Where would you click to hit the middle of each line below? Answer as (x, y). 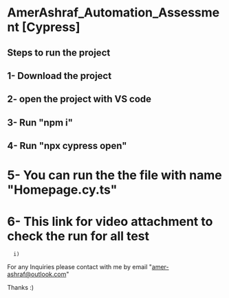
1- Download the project (59, 76)
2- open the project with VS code (79, 99)
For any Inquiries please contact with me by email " (80, 267)
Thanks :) (21, 288)
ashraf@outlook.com (37, 274)
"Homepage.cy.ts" (62, 190)
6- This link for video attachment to (110, 221)
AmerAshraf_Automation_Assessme (113, 13)
